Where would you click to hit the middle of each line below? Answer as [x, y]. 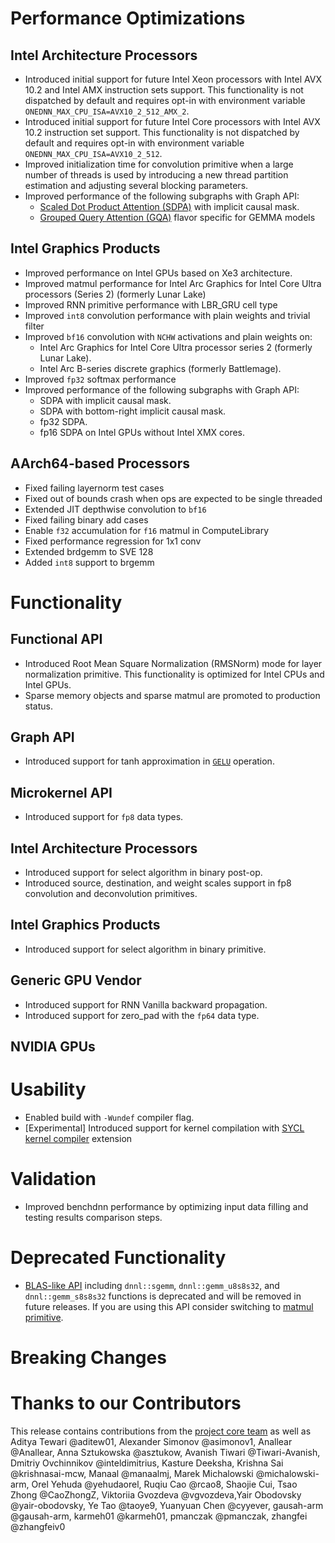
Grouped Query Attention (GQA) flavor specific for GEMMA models [177, 217]
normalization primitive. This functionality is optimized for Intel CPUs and [174, 674]
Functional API [56, 639]
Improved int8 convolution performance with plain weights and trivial [167, 315]
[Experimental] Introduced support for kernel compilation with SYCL [164, 1128]
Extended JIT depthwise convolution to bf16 [115, 509]
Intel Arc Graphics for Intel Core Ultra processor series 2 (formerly [176, 347]
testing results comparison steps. [93, 1217]
